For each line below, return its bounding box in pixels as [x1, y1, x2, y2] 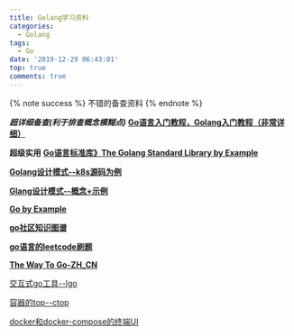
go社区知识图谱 [9, 222, 68, 232]
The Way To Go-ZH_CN [9, 259, 98, 270]
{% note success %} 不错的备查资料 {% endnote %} [9, 97, 203, 108]
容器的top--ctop [9, 296, 69, 307]
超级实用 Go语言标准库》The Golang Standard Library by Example [9, 147, 259, 158]
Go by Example [9, 204, 68, 214]
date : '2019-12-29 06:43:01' [9, 55, 119, 64]
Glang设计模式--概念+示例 [9, 186, 108, 196]
